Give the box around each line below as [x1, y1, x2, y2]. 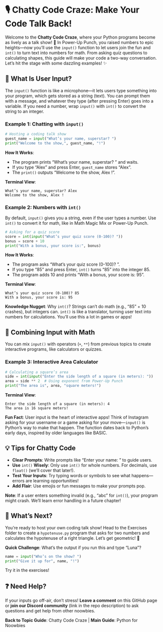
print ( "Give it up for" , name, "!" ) [5, 558, 79, 564]
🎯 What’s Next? [5, 512, 53, 520]
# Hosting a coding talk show [5, 132, 67, 137]
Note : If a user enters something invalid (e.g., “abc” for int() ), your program [5, 492, 158, 498]
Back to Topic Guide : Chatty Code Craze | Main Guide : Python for [5, 617, 138, 623]
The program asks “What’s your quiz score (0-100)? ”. [12, 261, 120, 267]
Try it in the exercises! [5, 568, 50, 573]
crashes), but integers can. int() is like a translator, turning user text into [5, 309, 152, 315]
